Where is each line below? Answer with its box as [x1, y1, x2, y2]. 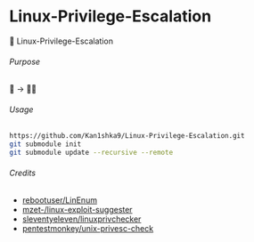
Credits [9, 167, 37, 178]
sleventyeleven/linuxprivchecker [21, 214, 142, 224]
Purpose [9, 56, 41, 67]
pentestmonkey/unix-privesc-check [21, 223, 154, 234]
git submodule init [9, 140, 82, 149]
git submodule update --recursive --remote [9, 149, 174, 157]
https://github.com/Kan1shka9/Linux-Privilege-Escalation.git [9, 132, 245, 141]
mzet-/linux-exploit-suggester [21, 205, 133, 215]
